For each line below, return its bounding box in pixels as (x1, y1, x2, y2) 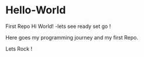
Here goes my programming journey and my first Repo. (5, 34, 139, 41)
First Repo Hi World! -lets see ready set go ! (5, 23, 111, 30)
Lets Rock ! (5, 45, 33, 52)
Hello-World (5, 3, 66, 17)
